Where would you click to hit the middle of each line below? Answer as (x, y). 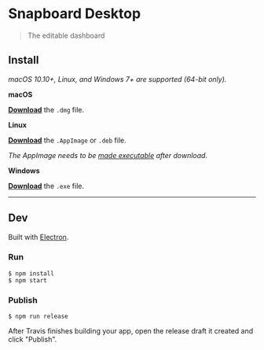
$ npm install (31, 273)
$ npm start (27, 280)
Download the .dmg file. (46, 109)
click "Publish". (33, 340)
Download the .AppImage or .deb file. (68, 140)
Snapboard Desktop (75, 14)
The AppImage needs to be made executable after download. (108, 155)
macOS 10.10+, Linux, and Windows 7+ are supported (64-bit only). (117, 79)
